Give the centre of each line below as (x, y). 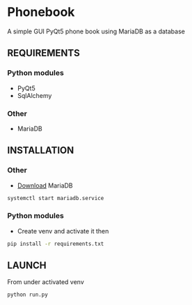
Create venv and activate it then (63, 231)
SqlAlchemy (34, 95)
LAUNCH (27, 266)
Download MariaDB (45, 186)
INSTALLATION (41, 150)
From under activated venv (46, 282)
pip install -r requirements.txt (56, 244)
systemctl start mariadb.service (56, 198)
